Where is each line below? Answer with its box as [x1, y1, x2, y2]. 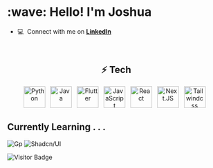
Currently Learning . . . [7, 121, 106, 133]
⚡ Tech [101, 64, 131, 76]
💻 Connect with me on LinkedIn [17, 27, 112, 35]
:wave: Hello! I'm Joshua [7, 4, 152, 20]
